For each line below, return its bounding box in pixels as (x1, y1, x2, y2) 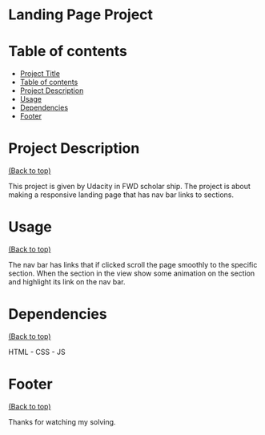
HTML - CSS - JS (8, 347, 66, 356)
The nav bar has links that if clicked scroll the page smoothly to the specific (8, 260, 258, 269)
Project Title (19, 69, 60, 79)
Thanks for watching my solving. (8, 417, 116, 426)
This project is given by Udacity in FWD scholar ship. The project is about (8, 182, 251, 191)
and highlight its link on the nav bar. (8, 277, 126, 286)
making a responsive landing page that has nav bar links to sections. (8, 190, 235, 199)
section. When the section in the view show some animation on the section (8, 268, 255, 278)
